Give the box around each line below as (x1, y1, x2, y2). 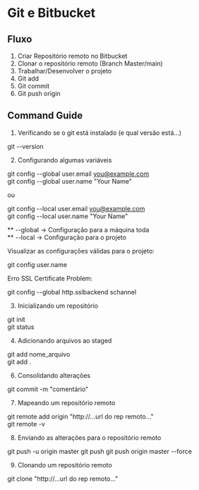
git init (7, 315, 26, 323)
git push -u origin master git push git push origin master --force (7, 447, 193, 455)
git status (7, 323, 35, 331)
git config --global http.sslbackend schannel (7, 287, 137, 296)
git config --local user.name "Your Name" (7, 212, 128, 220)
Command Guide (7, 109, 83, 121)
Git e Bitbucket (7, 5, 96, 21)
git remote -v (7, 419, 46, 428)
